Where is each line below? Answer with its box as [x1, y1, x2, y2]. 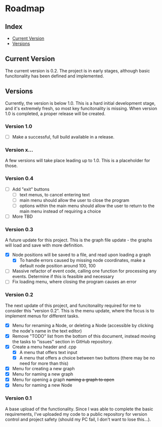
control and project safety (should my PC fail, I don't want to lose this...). [5, 416, 151, 422]
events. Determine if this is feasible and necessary [12, 274, 114, 280]
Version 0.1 [5, 395, 32, 402]
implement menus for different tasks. [5, 313, 80, 319]
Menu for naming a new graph [12, 371, 73, 377]
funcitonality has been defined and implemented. [5, 73, 104, 79]
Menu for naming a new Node [12, 382, 72, 388]
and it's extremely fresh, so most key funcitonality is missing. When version [5, 105, 158, 111]
